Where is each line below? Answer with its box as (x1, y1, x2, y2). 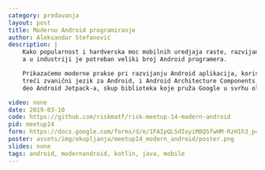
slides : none (8, 142, 51, 150)
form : (8, 128, 26, 136)
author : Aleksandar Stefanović (8, 33, 111, 42)
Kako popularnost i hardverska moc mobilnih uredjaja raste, (22, 48, 227, 56)
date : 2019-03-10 (8, 105, 65, 114)
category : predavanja (8, 11, 80, 20)
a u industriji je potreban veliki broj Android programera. (22, 56, 227, 64)
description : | (8, 41, 58, 49)
